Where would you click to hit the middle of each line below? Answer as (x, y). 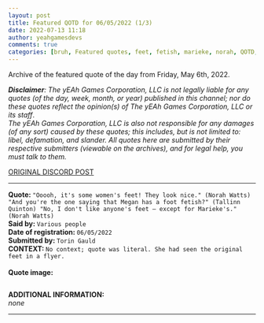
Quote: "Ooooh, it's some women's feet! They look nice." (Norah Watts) (130, 195)
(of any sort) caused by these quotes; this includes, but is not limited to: (125, 132)
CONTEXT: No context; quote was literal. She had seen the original (126, 249)
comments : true (33, 45)
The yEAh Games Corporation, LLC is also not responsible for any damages (131, 123)
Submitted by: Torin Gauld (52, 240)
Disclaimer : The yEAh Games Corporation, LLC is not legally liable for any (128, 90)
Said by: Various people (47, 224)
